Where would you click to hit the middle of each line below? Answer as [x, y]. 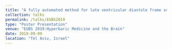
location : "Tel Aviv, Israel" [38, 39]
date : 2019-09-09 [24, 34]
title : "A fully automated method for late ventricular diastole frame [83, 10]
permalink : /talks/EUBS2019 [35, 19]
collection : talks [25, 15]
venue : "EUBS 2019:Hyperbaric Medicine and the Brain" [65, 29]
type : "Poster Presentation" [36, 24]
